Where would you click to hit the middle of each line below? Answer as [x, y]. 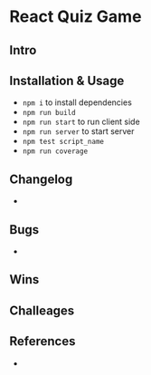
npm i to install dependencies [77, 102]
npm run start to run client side [81, 122]
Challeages [42, 310]
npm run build [49, 113]
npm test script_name [63, 142]
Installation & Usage [67, 80]
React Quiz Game [75, 17]
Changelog [41, 179]
